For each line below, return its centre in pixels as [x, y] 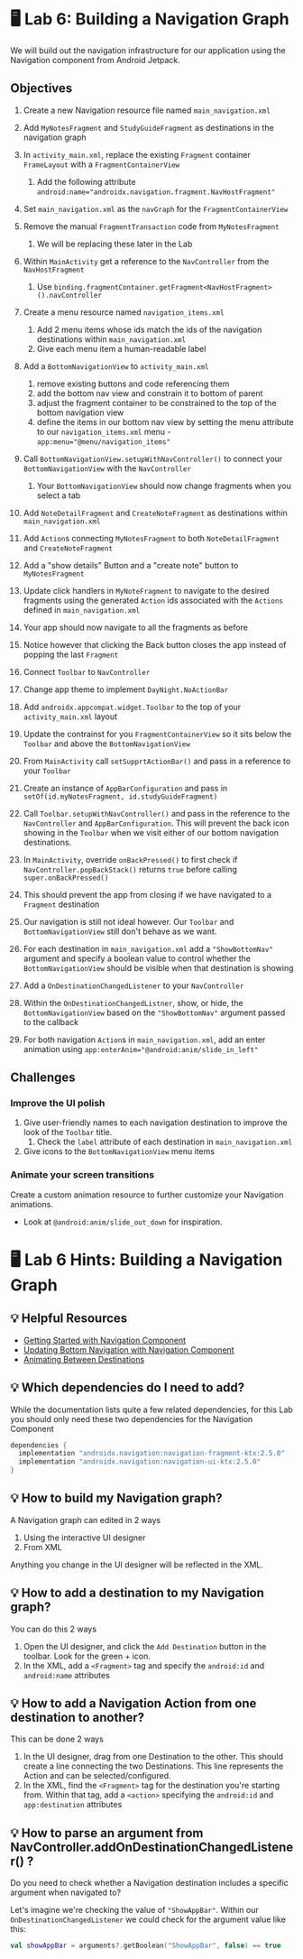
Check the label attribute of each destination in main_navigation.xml [165, 1142]
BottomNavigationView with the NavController [107, 468]
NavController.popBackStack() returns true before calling [130, 869]
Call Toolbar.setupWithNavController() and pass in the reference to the [156, 813]
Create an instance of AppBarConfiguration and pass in [125, 788]
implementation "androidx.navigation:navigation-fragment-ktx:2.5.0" [151, 1454]
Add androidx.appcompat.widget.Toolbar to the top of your [132, 707]
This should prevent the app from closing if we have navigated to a [147, 894]
